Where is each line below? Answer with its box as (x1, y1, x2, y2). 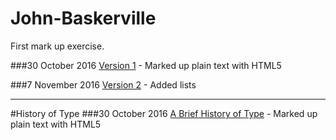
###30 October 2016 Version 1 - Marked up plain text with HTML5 (10, 59, 282, 71)
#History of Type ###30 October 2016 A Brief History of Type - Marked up (10, 107, 318, 119)
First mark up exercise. (10, 40, 105, 52)
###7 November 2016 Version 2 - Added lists (10, 78, 197, 91)
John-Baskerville (10, 7, 157, 30)
